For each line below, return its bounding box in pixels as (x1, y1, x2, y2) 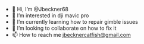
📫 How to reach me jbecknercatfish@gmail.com (11, 32, 131, 38)
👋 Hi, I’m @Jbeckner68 (11, 6, 68, 12)
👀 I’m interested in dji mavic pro (11, 12, 89, 19)
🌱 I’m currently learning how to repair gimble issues (11, 18, 139, 25)
